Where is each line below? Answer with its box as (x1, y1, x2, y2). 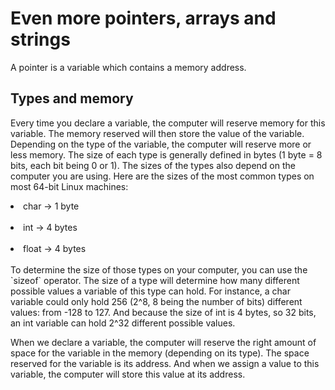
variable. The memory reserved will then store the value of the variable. (10, 127, 305, 139)
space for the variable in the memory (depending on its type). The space (10, 347, 310, 359)
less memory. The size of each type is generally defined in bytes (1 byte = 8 (10, 148, 323, 161)
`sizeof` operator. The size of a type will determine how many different (10, 274, 300, 286)
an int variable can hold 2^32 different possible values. (10, 317, 236, 329)
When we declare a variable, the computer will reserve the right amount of (10, 336, 317, 348)
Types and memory (10, 90, 134, 107)
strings (10, 28, 71, 51)
